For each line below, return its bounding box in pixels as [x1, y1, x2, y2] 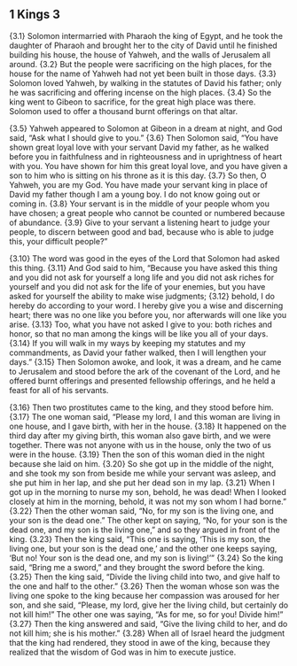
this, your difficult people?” [9, 236, 108, 246]
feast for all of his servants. [9, 384, 109, 395]
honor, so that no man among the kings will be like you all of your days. [9, 328, 269, 339]
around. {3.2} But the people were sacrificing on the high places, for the [9, 58, 272, 69]
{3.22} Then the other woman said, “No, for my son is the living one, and [9, 505, 275, 516]
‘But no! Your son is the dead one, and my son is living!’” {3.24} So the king [9, 553, 284, 563]
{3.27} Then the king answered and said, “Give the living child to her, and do [9, 618, 288, 629]
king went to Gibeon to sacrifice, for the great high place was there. [9, 97, 256, 107]
